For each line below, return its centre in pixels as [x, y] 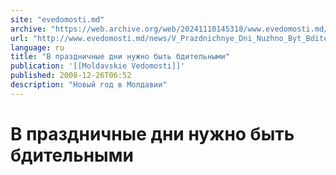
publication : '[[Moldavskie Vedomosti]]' [98, 66]
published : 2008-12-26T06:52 [71, 76]
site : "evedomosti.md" [57, 19]
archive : [28, 29]
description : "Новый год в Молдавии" [89, 85]
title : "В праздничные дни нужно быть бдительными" [120, 57]
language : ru [37, 47]
